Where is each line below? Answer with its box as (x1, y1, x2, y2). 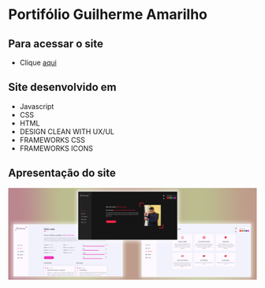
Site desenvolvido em (8, 80, 117, 94)
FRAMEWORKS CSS (19, 135, 85, 144)
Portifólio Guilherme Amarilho (8, 6, 207, 24)
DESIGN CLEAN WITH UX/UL (19, 126, 114, 136)
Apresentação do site (8, 166, 116, 180)
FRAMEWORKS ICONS (19, 144, 93, 153)
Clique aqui (19, 58, 57, 67)
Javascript (19, 101, 54, 111)
